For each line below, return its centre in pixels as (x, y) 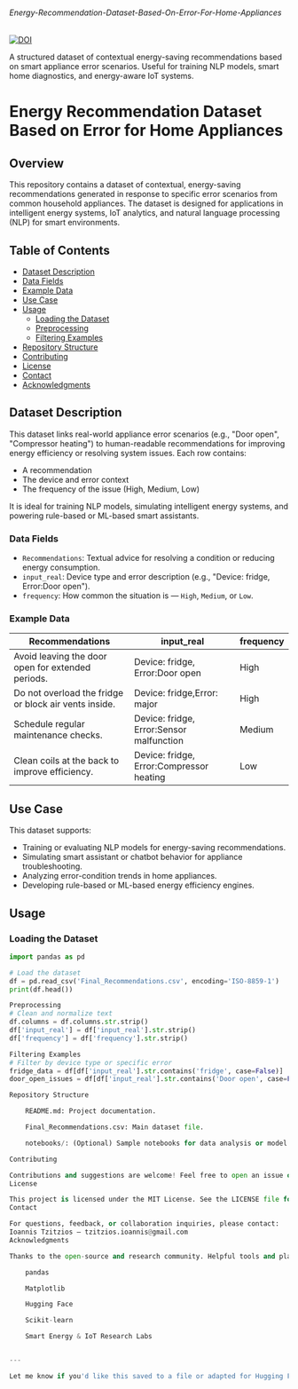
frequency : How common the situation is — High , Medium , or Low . (138, 596)
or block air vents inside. (64, 704)
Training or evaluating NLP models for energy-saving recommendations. (154, 848)
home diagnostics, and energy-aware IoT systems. (102, 76)
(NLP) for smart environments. (65, 223)
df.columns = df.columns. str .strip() (79, 1022)
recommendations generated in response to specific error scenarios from (143, 194)
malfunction (159, 741)
